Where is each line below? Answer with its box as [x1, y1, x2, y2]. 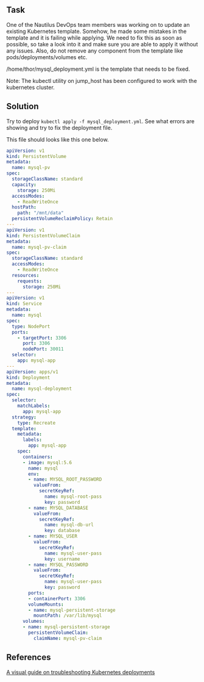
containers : [22, 454, 53, 460]
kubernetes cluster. [6, 84, 55, 91]
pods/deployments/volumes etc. [6, 53, 88, 60]
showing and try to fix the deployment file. [6, 124, 113, 131]
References [6, 652, 51, 662]
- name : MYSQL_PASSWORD [28, 561, 88, 568]
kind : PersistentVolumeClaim [6, 232, 80, 239]
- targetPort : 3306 [17, 335, 67, 341]
